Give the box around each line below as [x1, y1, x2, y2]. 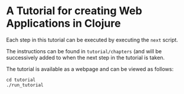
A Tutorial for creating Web [6, 4, 142, 18]
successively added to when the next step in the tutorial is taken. [6, 54, 165, 61]
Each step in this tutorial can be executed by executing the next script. [6, 36, 178, 43]
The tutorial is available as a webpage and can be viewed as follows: [6, 65, 174, 72]
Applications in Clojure [6, 17, 121, 30]
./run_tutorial [6, 82, 44, 88]
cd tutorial [6, 77, 36, 83]
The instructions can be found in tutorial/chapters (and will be [6, 47, 162, 54]
